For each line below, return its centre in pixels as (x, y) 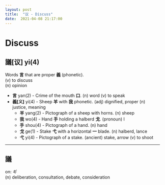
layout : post (18, 10)
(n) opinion (16, 86)
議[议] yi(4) (22, 62)
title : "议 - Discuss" (29, 14)
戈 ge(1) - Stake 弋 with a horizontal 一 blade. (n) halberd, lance (83, 131)
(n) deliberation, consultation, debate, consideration (58, 177)
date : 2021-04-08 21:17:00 (34, 19)
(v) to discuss (19, 80)
